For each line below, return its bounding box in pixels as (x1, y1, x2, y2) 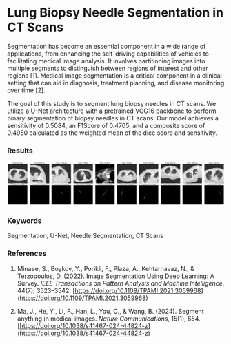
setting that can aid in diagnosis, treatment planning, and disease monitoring (7, 78, 225, 87)
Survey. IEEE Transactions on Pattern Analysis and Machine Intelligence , (17, 279, 225, 287)
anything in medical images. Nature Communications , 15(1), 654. (17, 314, 201, 323)
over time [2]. (7, 86, 46, 94)
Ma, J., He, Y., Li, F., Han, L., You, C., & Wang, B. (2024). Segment (17, 307, 204, 315)
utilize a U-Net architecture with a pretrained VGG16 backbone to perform (7, 107, 217, 115)
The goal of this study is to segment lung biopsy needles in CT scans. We (7, 99, 217, 107)
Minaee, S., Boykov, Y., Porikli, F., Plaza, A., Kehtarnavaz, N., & (17, 264, 195, 272)
